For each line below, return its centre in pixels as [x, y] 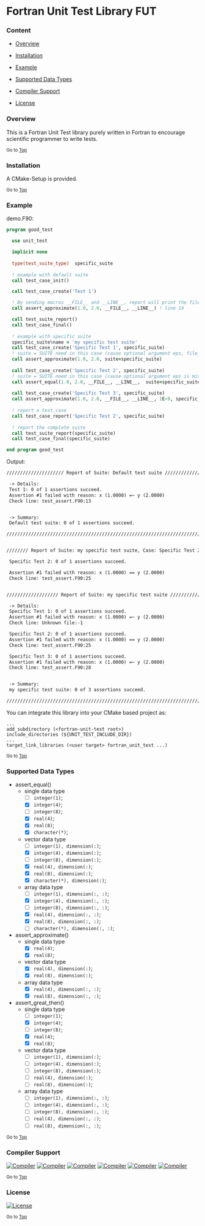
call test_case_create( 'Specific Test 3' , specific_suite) [88, 393]
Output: [16, 462]
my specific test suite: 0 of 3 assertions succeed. [77, 690]
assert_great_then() [40, 1002]
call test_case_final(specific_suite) [61, 439]
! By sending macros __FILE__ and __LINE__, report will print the [99, 303]
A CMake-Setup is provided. [42, 179]
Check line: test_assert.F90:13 [50, 501]
